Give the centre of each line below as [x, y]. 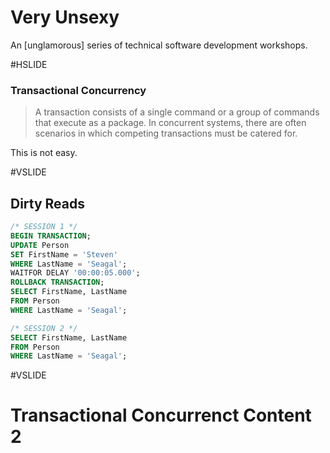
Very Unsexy [65, 17]
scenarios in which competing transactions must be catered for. [166, 133]
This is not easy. [44, 153]
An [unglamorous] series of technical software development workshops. [159, 45]
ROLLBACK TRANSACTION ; [57, 282]
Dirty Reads [48, 203]
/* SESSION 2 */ [44, 328]
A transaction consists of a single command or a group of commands [177, 112]
